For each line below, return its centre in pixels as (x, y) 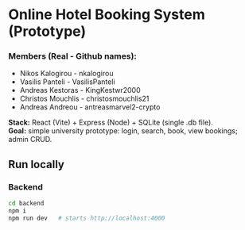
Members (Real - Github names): (73, 56)
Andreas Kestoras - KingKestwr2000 (80, 90)
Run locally (37, 164)
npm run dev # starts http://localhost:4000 (87, 218)
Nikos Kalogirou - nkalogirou (66, 74)
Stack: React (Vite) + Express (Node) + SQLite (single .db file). (111, 123)
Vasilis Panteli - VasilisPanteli (67, 82)
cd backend (26, 204)
